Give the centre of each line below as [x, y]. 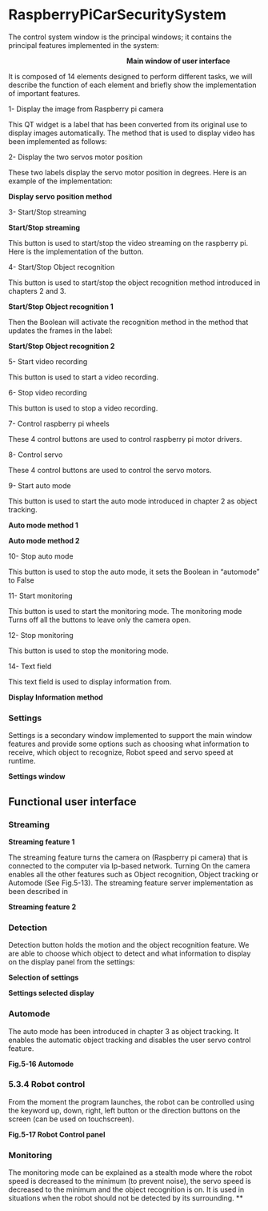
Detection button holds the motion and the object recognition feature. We [129, 945]
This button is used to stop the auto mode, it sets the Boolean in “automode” [134, 571]
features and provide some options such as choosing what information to [129, 744]
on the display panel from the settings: [72, 962]
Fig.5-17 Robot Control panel [57, 1134]
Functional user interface [72, 802]
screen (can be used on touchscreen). [71, 1119]
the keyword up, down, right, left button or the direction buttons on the [124, 1110]
